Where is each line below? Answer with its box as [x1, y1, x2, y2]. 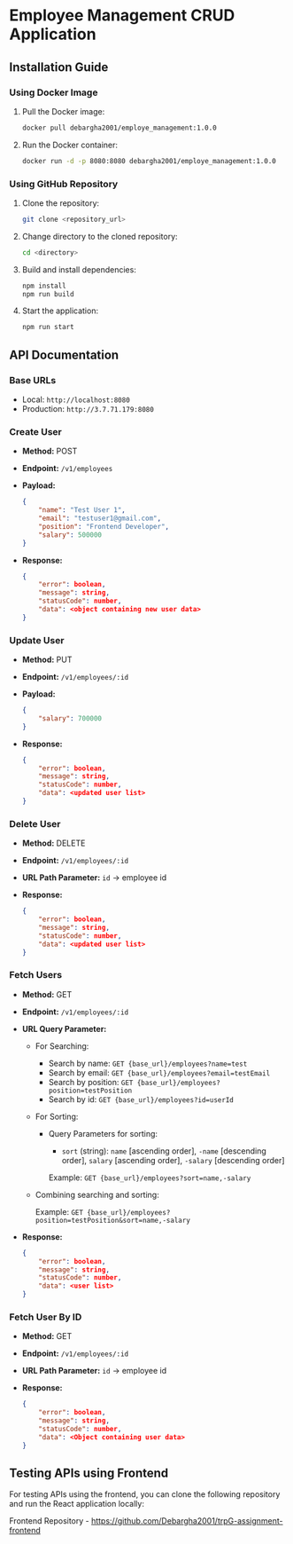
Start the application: [21, 305, 99, 316]
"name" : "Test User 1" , [38, 506, 126, 515]
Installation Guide [9, 59, 109, 75]
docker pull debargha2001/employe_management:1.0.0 [21, 123, 217, 132]
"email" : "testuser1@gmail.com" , [38, 514, 162, 524]
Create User [9, 425, 62, 437]
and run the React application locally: [9, 1499, 144, 1509]
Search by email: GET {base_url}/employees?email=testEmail [48, 1067, 271, 1078]
